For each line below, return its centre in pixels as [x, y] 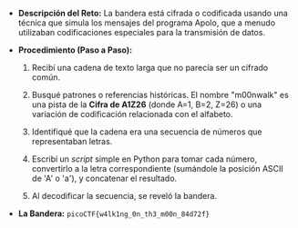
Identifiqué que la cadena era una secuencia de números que [147, 132]
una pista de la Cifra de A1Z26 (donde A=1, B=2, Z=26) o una [147, 104]
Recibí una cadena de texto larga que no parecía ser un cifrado [150, 68]
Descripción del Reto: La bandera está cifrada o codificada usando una [153, 13]
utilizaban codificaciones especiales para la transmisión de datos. [142, 32]
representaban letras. [72, 141]
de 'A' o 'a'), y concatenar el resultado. [104, 178]
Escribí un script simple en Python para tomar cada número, [144, 159]
